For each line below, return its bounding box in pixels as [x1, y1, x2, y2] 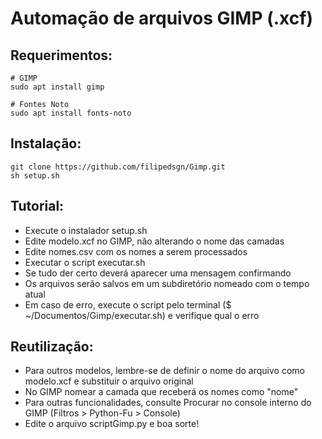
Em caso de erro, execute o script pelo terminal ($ [24, 298, 232, 311]
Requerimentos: [10, 47, 113, 64]
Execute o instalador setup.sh [24, 224, 148, 236]
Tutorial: [10, 198, 65, 215]
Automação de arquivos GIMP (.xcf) [10, 7, 313, 30]
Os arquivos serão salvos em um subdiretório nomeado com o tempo [24, 277, 310, 289]
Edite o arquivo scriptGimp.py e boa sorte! [24, 418, 200, 430]
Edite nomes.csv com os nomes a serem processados [24, 245, 248, 257]
